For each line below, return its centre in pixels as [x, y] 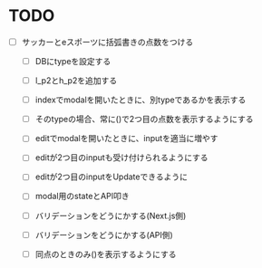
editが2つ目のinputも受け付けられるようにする [122, 158]
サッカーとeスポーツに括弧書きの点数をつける [107, 42]
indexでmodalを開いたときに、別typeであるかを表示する [141, 100]
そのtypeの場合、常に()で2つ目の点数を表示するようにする [144, 120]
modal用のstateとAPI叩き [82, 196]
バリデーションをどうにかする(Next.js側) [111, 215]
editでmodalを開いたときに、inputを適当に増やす [126, 139]
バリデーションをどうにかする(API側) [104, 234]
